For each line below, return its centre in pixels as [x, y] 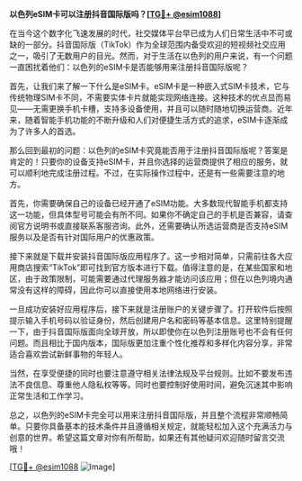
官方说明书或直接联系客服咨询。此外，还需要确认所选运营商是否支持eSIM [152, 226]
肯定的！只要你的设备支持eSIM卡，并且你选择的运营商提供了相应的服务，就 [149, 162]
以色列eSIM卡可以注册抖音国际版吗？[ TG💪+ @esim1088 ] [115, 14]
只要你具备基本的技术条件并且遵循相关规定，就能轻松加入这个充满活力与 [159, 426]
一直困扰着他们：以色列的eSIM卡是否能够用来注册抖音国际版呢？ [129, 67]
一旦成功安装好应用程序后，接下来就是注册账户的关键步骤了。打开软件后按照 [151, 309]
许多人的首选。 [53, 131]
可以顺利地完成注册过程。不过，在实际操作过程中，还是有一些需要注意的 [143, 173]
